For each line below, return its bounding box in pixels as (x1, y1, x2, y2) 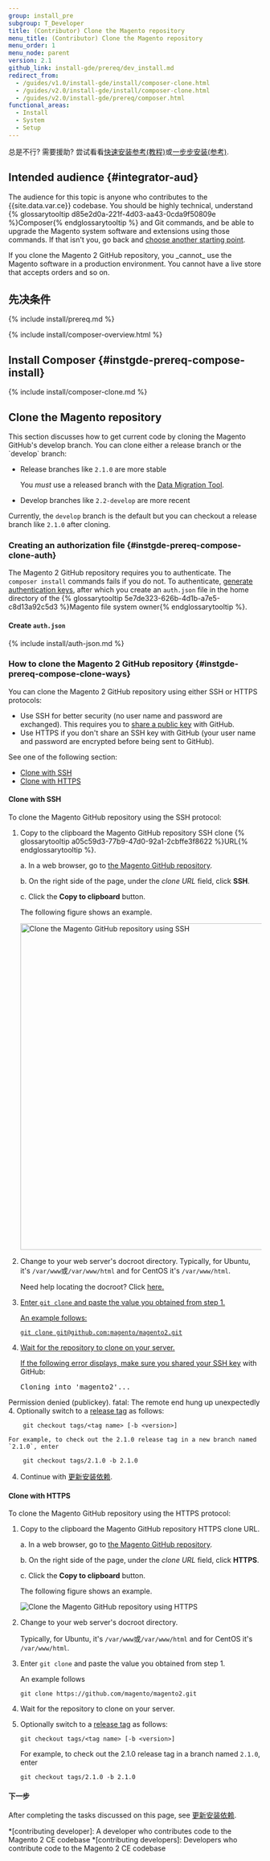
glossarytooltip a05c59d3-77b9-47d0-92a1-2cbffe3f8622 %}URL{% (19, 836, 248, 846)
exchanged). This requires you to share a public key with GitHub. (19, 719, 235, 729)
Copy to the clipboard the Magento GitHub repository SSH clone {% (19, 828, 245, 837)
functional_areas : (8, 101, 70, 109)
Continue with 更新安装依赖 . (19, 1472, 112, 1481)
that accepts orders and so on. (8, 267, 110, 277)
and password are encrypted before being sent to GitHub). (19, 736, 215, 746)
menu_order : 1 (8, 42, 56, 50)
